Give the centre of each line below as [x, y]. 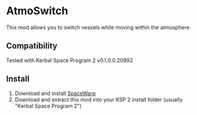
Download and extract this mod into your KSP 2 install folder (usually [99, 100]
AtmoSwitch [37, 11]
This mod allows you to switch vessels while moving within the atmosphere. [99, 27]
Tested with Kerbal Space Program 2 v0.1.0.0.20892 [70, 60]
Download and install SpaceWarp [55, 93]
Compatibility [32, 46]
